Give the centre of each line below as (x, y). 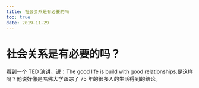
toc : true (18, 17)
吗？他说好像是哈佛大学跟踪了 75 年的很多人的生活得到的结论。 (83, 79)
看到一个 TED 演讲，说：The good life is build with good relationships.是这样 (99, 71)
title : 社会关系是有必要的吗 (38, 12)
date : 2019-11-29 (28, 23)
